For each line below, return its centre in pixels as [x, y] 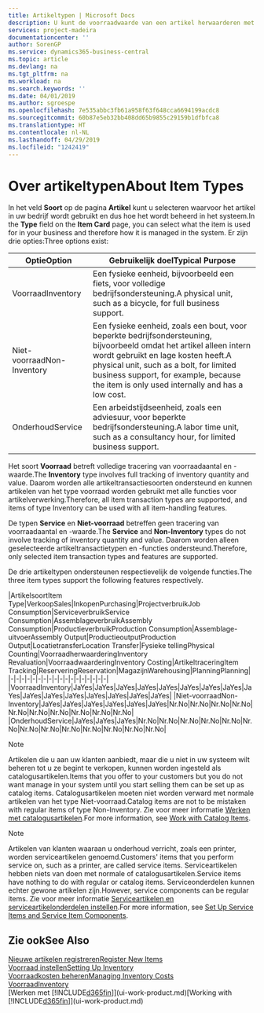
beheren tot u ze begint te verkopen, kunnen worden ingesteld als [115, 768]
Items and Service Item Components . [68, 915]
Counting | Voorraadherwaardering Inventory [78, 654]
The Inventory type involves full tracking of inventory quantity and [141, 475]
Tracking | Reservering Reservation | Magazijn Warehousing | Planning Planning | [130, 671]
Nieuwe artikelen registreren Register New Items [86, 960]
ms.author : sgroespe [42, 103]
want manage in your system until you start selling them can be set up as [126, 785]
